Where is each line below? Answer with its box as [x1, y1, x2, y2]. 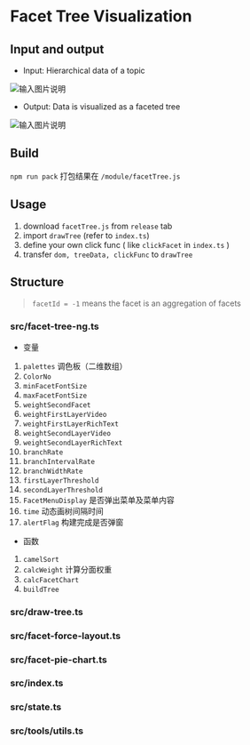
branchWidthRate [22, 467, 83, 476]
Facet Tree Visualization [10, 6, 192, 27]
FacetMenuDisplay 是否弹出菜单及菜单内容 [22, 494, 176, 505]
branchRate [22, 447, 64, 457]
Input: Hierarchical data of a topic [22, 65, 145, 76]
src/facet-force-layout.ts [10, 629, 121, 642]
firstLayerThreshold [22, 476, 99, 485]
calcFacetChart [22, 575, 80, 584]
